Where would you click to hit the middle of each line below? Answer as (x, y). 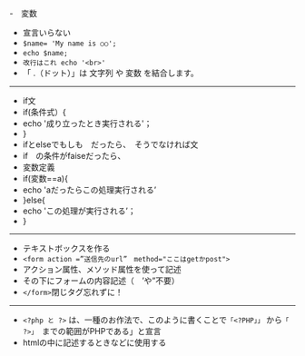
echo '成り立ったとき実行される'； (87, 124)
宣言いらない (46, 33)
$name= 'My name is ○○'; (69, 44)
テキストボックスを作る (66, 248)
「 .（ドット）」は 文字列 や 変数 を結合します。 (111, 73)
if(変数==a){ (45, 178)
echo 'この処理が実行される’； (79, 211)
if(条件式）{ (44, 112)
